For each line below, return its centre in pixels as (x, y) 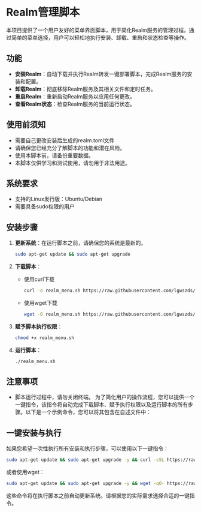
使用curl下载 (39, 279)
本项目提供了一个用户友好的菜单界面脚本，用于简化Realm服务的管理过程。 (98, 30)
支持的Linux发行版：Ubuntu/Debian (59, 199)
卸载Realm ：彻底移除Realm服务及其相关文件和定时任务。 (86, 89)
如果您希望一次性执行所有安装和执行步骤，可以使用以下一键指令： (87, 448)
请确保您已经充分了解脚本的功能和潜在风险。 (70, 148)
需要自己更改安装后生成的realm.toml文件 (65, 140)
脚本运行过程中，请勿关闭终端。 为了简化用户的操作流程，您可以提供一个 (105, 397)
